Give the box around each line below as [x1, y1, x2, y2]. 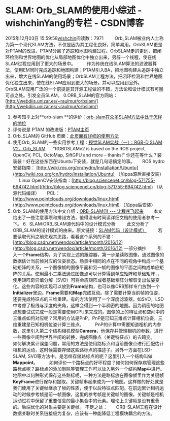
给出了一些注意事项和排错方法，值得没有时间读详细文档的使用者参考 [12, 214, 155, 220]
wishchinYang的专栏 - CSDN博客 [5, 17, 144, 29]
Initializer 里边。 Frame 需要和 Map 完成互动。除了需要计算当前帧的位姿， [12, 289, 163, 296]
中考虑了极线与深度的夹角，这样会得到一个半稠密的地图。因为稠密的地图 [12, 302, 164, 308]
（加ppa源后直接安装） [116, 171, 164, 177]
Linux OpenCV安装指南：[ [19, 177, 74, 183]
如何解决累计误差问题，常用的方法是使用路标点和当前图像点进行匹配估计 [12, 340, 164, 346]
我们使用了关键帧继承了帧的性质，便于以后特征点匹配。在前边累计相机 [12, 384, 160, 391]
